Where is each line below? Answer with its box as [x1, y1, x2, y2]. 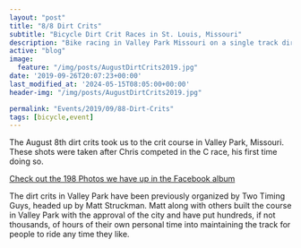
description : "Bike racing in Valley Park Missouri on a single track [9, 38, 279, 47]
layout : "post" [9, 13, 66, 22]
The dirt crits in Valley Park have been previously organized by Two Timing [9, 191, 286, 201]
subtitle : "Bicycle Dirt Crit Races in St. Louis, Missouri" [9, 30, 243, 38]
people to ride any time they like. [9, 229, 130, 240]
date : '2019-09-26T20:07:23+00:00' [9, 72, 142, 81]
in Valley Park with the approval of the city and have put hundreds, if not [9, 210, 276, 220]
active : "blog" [9, 47, 66, 56]
